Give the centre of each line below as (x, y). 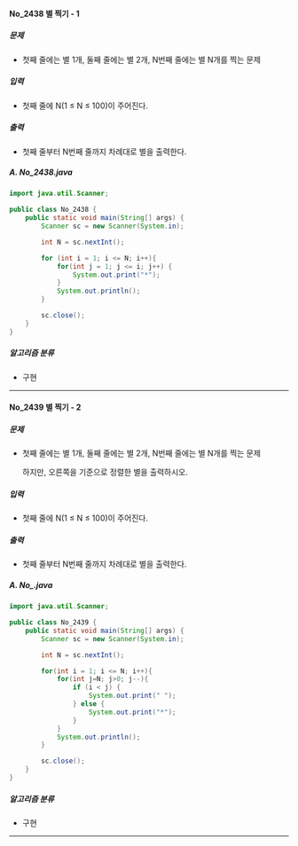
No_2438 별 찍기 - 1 (44, 13)
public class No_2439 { (53, 623)
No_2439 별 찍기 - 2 (45, 407)
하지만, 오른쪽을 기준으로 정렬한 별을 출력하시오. (105, 472)
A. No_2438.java (41, 172)
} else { (88, 704)
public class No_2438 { (53, 210)
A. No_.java (31, 584)
